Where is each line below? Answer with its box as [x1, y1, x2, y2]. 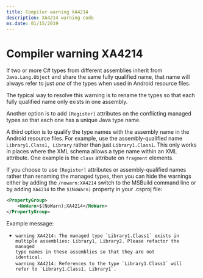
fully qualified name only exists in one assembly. [6, 98, 128, 106]
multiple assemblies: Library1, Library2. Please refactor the [15, 238, 180, 244]
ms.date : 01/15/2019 [6, 20, 59, 26]
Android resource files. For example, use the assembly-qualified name [6, 135, 183, 142]
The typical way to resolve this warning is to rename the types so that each [6, 92, 195, 99]
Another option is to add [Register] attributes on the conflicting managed [6, 110, 192, 117]
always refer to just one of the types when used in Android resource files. [6, 80, 191, 87]
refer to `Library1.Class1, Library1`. [15, 266, 117, 272]
